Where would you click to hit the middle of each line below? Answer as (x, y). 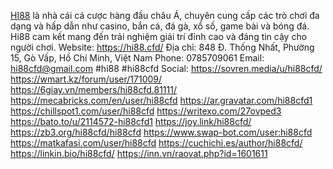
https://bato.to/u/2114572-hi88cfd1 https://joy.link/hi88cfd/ (131, 121)
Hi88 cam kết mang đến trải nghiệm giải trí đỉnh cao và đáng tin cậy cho (159, 36)
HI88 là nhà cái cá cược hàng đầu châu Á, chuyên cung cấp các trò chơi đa (165, 15)
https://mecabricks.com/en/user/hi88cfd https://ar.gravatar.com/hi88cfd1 (161, 100)
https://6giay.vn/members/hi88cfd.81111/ (93, 89)
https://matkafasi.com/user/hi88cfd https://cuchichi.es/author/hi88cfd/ (156, 143)
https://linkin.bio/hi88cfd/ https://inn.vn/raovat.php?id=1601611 (139, 153)
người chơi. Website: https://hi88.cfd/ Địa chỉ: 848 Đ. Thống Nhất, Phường (162, 47)
